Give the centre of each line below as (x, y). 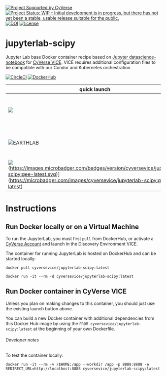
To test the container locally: (34, 355)
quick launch (95, 89)
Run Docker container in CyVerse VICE (66, 292)
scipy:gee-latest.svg (32, 174)
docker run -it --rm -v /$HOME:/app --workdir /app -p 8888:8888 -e (77, 364)
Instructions (31, 209)
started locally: (21, 258)
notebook (15, 62)
